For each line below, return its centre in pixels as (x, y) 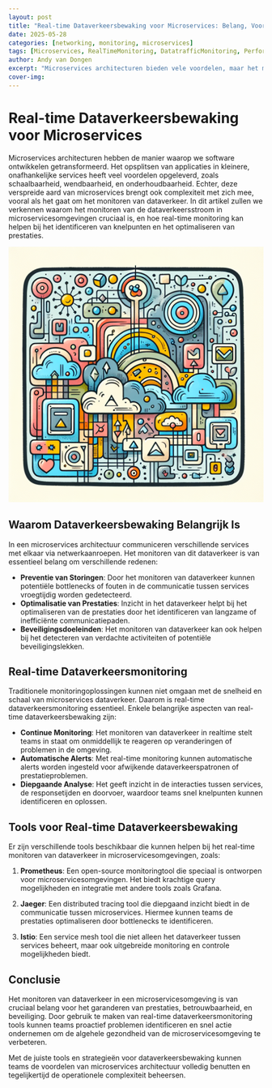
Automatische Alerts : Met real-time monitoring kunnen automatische (136, 759)
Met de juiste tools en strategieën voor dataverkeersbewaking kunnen (125, 1057)
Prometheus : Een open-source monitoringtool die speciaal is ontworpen (141, 871)
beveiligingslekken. (52, 646)
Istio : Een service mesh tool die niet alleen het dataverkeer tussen (130, 937)
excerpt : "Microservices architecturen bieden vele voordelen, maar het (134, 69)
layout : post (30, 17)
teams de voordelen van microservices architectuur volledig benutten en (130, 1066)
